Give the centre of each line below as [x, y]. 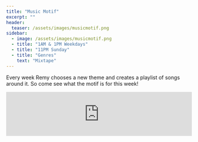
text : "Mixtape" [37, 60]
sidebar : [17, 33]
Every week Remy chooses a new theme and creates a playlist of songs [93, 77]
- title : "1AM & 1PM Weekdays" [50, 45]
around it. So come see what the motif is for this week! [72, 83]
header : [16, 22]
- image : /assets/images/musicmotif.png [62, 39]
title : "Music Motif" [33, 11]
